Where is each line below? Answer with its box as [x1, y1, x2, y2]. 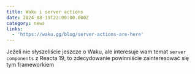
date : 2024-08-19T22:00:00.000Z [6, 15, 89, 21]
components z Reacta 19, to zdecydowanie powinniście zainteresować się [6, 55, 189, 62]
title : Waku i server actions [6, 8, 84, 15]
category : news [6, 20, 45, 26]
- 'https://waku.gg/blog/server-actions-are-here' [12, 32, 144, 38]
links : [6, 25, 23, 32]
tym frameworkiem [6, 61, 54, 69]
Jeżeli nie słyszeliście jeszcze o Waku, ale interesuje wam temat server [6, 48, 186, 55]
